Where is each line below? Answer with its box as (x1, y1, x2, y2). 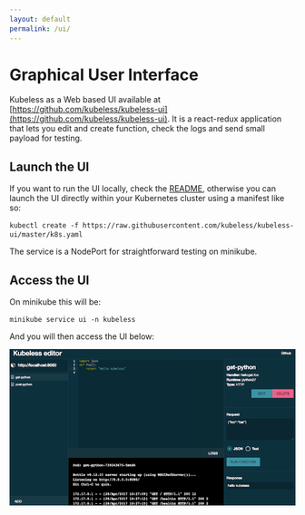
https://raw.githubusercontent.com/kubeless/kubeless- (82, 221, 295, 230)
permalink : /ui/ (9, 24, 71, 34)
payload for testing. (9, 132, 83, 144)
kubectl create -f (9, 221, 79, 230)
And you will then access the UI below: (9, 331, 155, 342)
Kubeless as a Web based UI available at (9, 94, 162, 105)
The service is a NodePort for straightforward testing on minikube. (9, 246, 258, 257)
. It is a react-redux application (167, 113, 282, 124)
